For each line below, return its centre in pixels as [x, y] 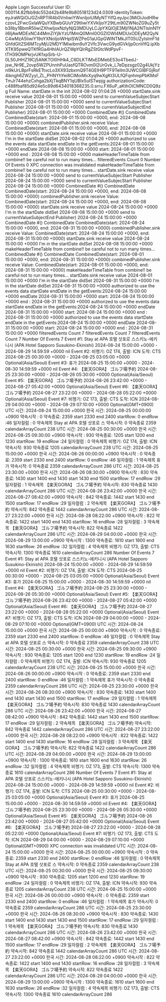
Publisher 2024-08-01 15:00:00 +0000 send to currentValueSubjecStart [78, 102]
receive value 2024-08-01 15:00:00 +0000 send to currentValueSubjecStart [82, 96]
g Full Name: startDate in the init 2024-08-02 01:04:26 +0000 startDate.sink [83, 91]
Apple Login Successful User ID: [38, 7]
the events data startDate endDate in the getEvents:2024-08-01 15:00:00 [80, 144]
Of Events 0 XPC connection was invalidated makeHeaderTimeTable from [80, 165]
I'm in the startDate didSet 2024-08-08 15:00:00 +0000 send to [70, 212]
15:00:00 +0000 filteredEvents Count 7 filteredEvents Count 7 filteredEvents [83, 333]
